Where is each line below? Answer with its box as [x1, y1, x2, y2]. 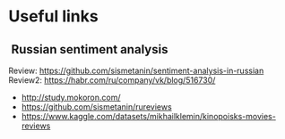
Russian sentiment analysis [11, 42, 168, 57]
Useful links [8, 6, 99, 27]
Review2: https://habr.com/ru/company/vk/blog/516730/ [8, 75, 216, 86]
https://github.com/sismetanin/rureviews [21, 102, 172, 112]
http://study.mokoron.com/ [21, 92, 121, 102]
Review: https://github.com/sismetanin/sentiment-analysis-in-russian [8, 65, 264, 76]
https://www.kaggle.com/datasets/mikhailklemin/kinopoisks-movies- [21, 111, 277, 121]
